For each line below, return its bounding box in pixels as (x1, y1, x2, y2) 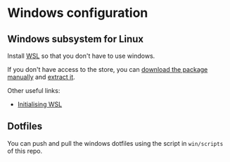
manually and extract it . (7, 73, 75, 81)
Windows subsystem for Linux (7, 33, 144, 45)
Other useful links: (7, 87, 60, 94)
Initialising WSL (17, 100, 63, 108)
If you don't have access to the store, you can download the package (7, 66, 208, 73)
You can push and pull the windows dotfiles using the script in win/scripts (7, 139, 224, 147)
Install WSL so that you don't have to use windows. (7, 51, 155, 60)
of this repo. (7, 147, 43, 155)
